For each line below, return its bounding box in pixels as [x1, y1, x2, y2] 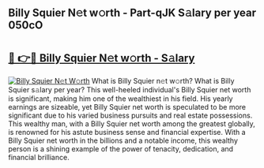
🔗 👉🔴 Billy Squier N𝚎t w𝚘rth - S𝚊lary [8, 51, 195, 65]
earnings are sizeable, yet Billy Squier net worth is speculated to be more [8, 103, 247, 111]
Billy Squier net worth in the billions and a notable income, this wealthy [8, 136, 239, 145]
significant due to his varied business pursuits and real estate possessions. [8, 110, 253, 120]
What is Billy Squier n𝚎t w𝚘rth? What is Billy [91, 77, 235, 85]
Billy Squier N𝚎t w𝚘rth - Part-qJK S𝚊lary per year [8, 6, 257, 20]
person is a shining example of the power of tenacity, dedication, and [8, 144, 234, 153]
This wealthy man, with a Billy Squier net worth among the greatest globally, [8, 119, 255, 129]
